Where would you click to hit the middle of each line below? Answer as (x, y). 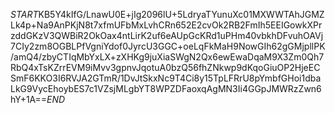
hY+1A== (29, 99)
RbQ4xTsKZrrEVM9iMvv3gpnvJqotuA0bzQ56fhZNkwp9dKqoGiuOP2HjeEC (165, 67)
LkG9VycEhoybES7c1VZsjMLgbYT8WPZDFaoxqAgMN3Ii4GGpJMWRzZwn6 (166, 88)
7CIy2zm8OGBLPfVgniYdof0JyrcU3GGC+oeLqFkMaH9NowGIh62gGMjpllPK (168, 46)
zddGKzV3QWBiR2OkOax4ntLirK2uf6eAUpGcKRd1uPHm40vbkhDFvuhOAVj (167, 35)
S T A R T (24, 14)
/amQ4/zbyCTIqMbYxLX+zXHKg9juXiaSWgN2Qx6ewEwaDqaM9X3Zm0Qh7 (167, 57)
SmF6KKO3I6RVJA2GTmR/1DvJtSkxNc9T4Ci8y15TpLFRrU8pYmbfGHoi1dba (166, 78)
